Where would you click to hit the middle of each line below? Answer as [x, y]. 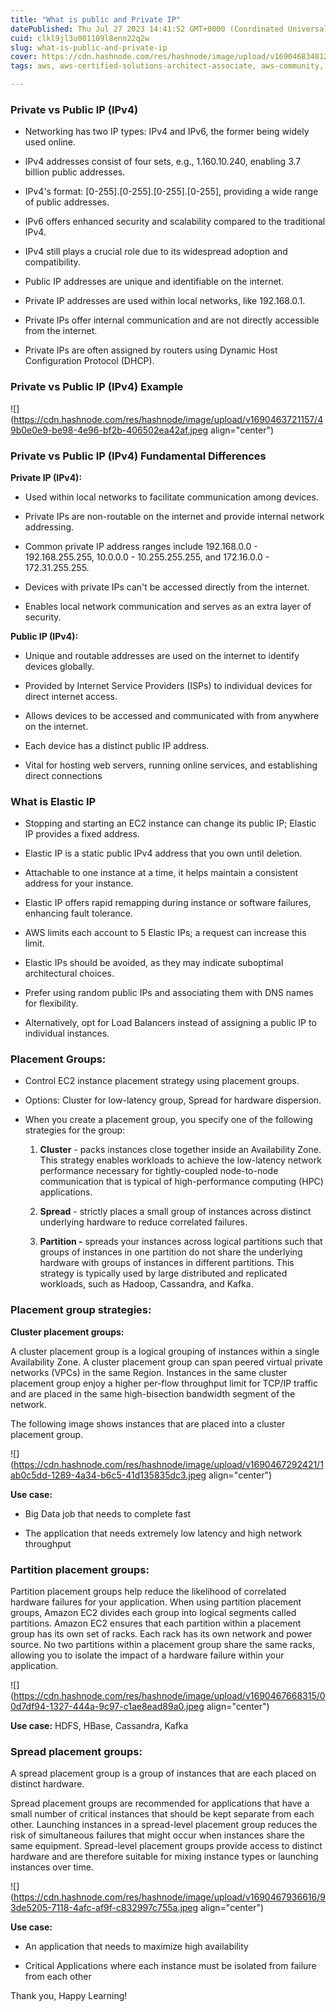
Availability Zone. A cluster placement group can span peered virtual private [166, 1362]
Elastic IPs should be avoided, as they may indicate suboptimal [154, 963]
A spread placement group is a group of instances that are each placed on [163, 1773]
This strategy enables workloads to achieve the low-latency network [180, 1160]
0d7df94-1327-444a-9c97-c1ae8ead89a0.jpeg [107, 1707]
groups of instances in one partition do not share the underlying [171, 1252]
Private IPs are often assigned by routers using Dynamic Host [151, 350]
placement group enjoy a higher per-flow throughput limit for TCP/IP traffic [164, 1383]
